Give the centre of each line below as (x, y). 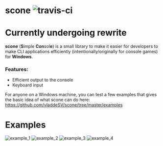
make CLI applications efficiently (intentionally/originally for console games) (81, 52)
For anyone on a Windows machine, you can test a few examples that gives (81, 95)
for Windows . (19, 57)
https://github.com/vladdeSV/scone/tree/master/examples (64, 105)
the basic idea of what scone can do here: (47, 100)
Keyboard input (28, 85)
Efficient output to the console (43, 80)
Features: (17, 69)
